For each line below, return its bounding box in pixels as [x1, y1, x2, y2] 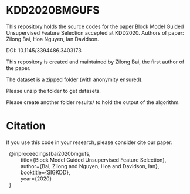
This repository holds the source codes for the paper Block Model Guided [6, 23, 184, 30]
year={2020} [20, 175, 52, 182]
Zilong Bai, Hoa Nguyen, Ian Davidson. [6, 35, 99, 42]
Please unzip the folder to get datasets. [6, 87, 101, 94]
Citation [6, 119, 46, 133]
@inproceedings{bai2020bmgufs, [8, 150, 91, 157]
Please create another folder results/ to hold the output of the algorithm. [6, 98, 180, 106]
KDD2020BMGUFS [6, 4, 100, 17]
